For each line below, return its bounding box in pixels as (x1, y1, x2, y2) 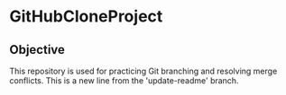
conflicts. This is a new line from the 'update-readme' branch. (9, 75, 239, 86)
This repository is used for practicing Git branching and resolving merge (9, 65, 278, 76)
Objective (9, 42, 66, 57)
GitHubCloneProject (9, 6, 163, 27)
